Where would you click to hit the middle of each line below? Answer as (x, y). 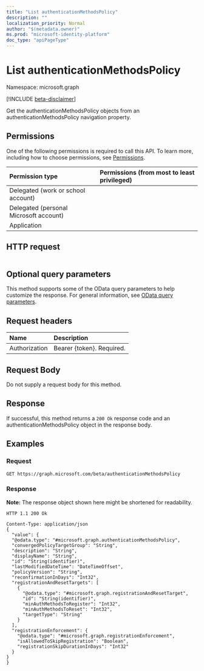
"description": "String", (45, 551)
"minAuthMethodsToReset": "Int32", (67, 609)
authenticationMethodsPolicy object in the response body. (79, 425)
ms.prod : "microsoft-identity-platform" (58, 35)
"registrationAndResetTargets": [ (55, 582)
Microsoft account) (37, 215)
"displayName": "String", (45, 556)
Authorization (29, 349)
